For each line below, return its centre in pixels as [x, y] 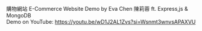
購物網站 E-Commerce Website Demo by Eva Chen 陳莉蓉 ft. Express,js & [97, 9]
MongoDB [19, 15]
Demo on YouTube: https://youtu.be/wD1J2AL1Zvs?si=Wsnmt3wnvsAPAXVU [101, 22]
